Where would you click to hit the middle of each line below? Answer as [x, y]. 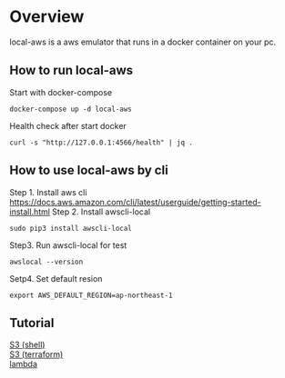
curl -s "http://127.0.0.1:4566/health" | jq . [102, 143]
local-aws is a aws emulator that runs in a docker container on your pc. [142, 42]
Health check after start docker [68, 125]
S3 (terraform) [36, 354]
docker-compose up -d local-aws [71, 109]
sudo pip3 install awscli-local [71, 228]
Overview [47, 17]
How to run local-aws [71, 70]
